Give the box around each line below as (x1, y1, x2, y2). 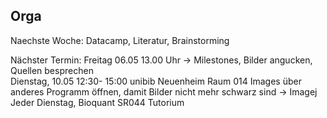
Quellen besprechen (10, 64, 94, 76)
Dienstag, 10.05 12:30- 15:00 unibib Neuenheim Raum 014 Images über (10, 75, 302, 87)
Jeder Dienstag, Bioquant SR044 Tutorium (10, 96, 185, 108)
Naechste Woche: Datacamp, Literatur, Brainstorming (10, 34, 230, 46)
